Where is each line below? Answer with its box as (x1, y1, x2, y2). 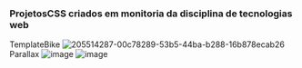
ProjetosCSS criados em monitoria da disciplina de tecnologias (9, 7, 293, 20)
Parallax (9, 49, 40, 60)
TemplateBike (9, 39, 61, 50)
